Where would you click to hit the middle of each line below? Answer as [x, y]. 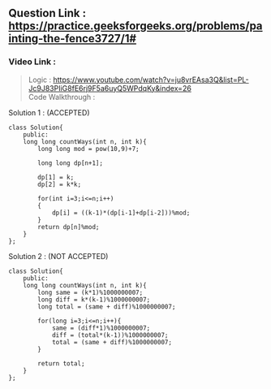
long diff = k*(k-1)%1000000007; [94, 300]
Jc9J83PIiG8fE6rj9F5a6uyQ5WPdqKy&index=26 [110, 88]
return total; [61, 363]
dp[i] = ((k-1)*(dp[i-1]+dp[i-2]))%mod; [121, 213]
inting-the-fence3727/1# [72, 39]
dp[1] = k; [56, 177]
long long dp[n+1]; [71, 163]
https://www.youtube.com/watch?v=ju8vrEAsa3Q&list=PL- [151, 80]
